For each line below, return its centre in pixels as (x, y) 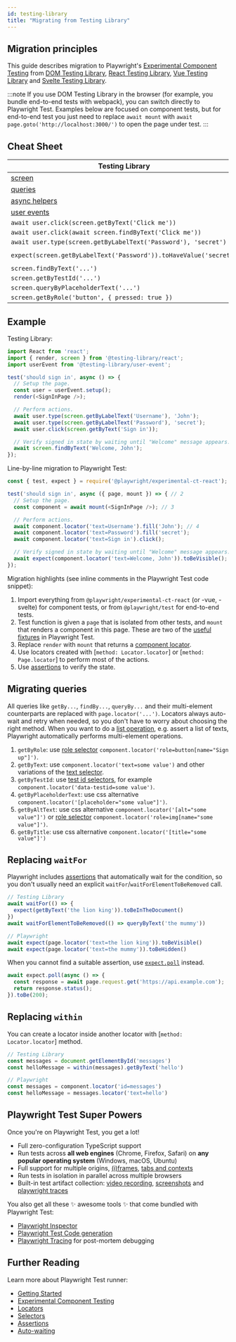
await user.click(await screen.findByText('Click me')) (106, 232)
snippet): (20, 586)
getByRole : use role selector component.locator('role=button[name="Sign (123, 749)
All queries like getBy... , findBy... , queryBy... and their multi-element (110, 706)
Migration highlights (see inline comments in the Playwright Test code (108, 578)
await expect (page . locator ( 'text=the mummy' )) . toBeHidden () (97, 949)
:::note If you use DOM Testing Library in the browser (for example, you (110, 94)
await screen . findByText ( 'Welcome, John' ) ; (78, 448)
